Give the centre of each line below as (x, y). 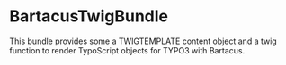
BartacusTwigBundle (89, 16)
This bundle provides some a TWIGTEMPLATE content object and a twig (143, 41)
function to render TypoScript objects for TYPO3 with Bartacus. (127, 50)
